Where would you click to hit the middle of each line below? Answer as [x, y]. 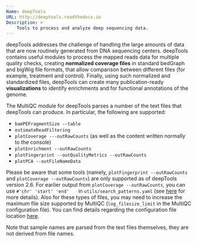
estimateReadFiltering [42, 130]
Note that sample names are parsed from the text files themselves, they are [98, 227]
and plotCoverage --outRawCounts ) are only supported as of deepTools [92, 179]
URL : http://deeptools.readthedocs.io [54, 17]
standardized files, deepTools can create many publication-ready [85, 82]
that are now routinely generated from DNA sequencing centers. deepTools [97, 51]
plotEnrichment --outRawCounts [53, 149]
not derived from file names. [40, 234]
